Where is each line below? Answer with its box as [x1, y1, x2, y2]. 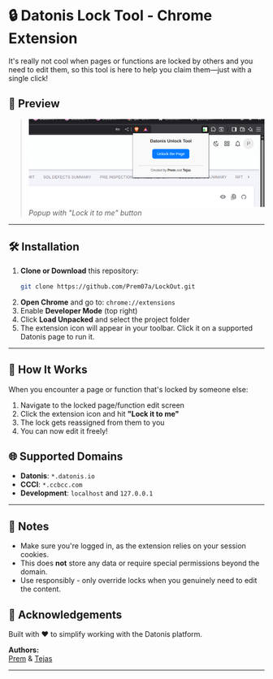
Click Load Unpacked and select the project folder [19, 314, 190, 324]
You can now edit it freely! [19, 426, 108, 435]
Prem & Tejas [8, 654, 53, 664]
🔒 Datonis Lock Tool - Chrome [8, 6, 213, 25]
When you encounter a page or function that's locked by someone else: [8, 384, 249, 394]
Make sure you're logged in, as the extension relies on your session [19, 541, 246, 551]
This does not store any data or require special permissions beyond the [19, 558, 260, 569]
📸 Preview [8, 97, 60, 110]
